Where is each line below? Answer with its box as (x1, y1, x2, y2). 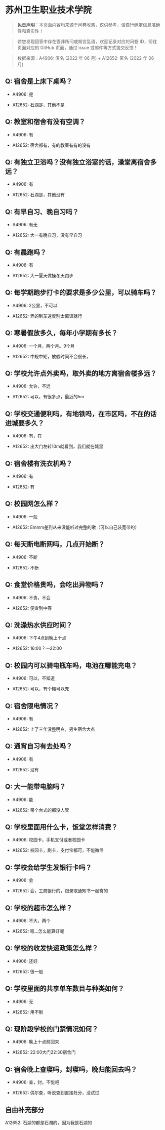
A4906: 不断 (12, 554, 38, 560)
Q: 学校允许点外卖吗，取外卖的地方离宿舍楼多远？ (5, 369, 157, 378)
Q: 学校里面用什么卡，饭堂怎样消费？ (5, 823, 118, 831)
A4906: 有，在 (12, 433, 42, 439)
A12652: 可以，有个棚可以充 (12, 686, 69, 692)
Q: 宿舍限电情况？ (5, 702, 60, 710)
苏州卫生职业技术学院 (5, 4, 92, 16)
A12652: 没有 (12, 766, 39, 772)
